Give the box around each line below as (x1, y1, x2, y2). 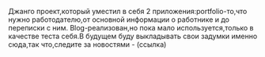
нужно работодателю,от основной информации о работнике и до (8, 15, 230, 24)
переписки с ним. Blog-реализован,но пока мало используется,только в (8, 23, 255, 32)
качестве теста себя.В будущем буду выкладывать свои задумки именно (8, 31, 258, 41)
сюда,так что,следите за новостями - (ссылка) (8, 40, 167, 49)
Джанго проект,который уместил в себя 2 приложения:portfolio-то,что (8, 7, 248, 16)
